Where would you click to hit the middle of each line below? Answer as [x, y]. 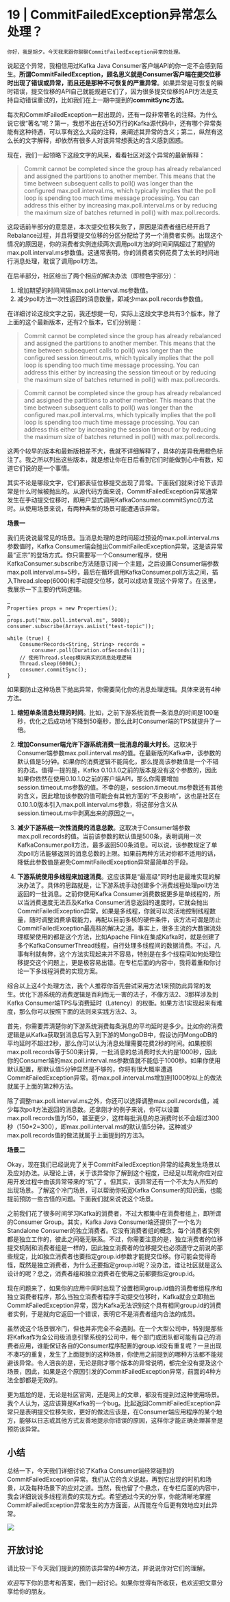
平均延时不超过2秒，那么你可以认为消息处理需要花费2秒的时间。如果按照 [110, 1043]
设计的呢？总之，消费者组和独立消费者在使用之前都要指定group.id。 [103, 1273]
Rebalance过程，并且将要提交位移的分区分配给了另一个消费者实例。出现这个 [115, 235]
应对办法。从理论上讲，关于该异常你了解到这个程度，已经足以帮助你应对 [115, 1172]
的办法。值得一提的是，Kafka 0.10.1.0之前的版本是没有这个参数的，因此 [117, 770]
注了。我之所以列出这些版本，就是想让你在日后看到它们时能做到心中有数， [112, 459]
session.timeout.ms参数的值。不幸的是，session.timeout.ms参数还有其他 [120, 787]
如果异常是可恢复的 [190, 82]
